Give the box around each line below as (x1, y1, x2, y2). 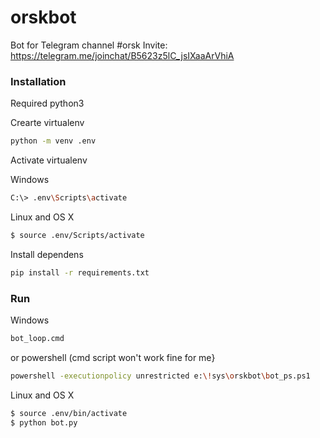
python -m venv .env (10, 136, 97, 146)
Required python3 (10, 97, 85, 110)
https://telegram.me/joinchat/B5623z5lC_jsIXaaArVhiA (10, 49, 235, 61)
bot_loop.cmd (10, 334, 65, 344)
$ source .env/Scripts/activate (10, 230, 145, 240)
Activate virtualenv (10, 154, 88, 166)
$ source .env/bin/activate (10, 408, 128, 418)
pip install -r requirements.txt (10, 267, 150, 278)
